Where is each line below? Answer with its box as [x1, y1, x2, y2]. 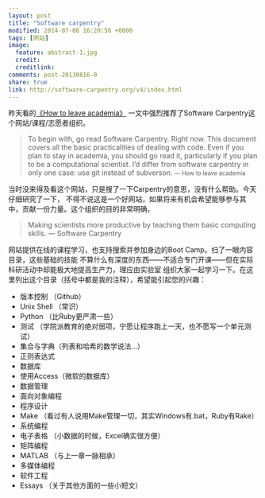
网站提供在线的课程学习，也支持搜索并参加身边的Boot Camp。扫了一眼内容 [8, 245, 254, 255]
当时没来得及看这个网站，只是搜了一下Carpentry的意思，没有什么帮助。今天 [8, 185, 257, 194]
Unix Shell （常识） [19, 302, 83, 311]
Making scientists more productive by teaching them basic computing [27, 220, 256, 230]
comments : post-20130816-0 [8, 71, 98, 79]
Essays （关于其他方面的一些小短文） [19, 480, 143, 490]
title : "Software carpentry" [8, 19, 105, 27]
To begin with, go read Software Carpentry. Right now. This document [27, 134, 256, 144]
